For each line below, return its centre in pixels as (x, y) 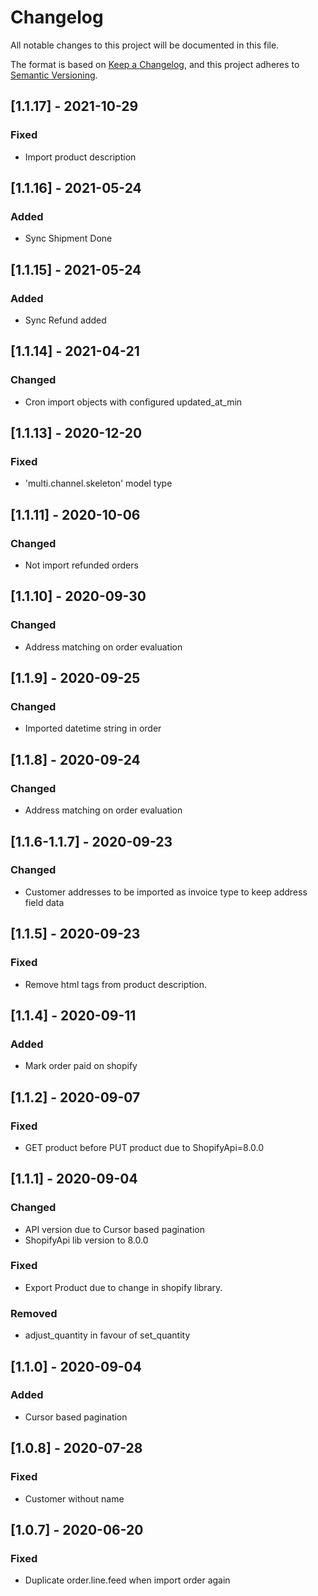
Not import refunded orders (81, 565)
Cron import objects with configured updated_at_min (133, 402)
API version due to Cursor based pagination (114, 1229)
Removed (34, 1313)
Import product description (80, 157)
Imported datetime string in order (93, 728)
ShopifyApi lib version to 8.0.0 (86, 1240)
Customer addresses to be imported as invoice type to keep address (166, 892)
